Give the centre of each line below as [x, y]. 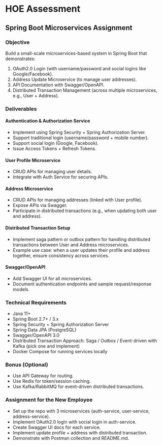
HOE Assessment [43, 9]
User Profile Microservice [33, 160]
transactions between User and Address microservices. [71, 245]
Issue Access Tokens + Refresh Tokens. [54, 149]
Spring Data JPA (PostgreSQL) [44, 330]
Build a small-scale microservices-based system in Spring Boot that [76, 53]
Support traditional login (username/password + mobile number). [80, 138]
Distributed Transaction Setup [38, 228]
